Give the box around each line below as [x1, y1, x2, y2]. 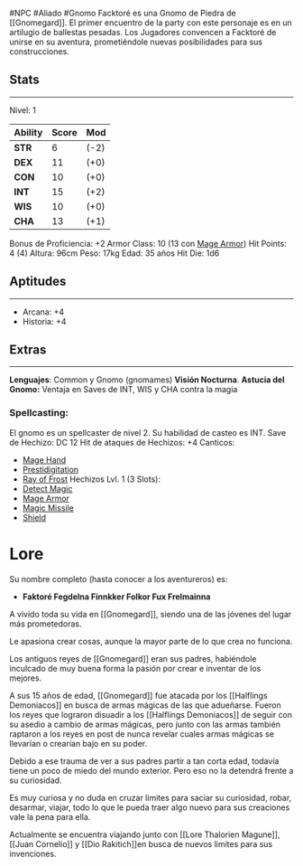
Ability [14, 126, 43, 138]
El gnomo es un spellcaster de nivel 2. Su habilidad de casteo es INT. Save [9, 427, 287, 438]
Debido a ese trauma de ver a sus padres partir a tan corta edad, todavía [9, 755, 280, 767]
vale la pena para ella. [9, 811, 91, 822]
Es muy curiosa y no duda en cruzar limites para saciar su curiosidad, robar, [9, 792, 292, 803]
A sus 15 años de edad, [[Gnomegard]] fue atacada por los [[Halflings [9, 690, 268, 701]
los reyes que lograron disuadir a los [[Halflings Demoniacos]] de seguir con [9, 709, 293, 720]
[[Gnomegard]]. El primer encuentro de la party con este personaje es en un [9, 17, 292, 28]
